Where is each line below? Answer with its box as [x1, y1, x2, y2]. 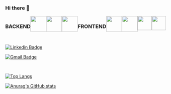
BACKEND [5, 23, 31, 30]
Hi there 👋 [5, 4, 30, 11]
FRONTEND [77, 23, 107, 30]
